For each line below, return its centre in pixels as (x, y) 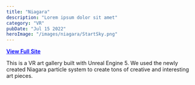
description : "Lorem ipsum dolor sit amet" (62, 17)
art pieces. (20, 76)
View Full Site (24, 51)
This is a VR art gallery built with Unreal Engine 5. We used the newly (92, 63)
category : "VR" (25, 23)
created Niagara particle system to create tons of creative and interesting (98, 69)
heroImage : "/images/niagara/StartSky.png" (62, 34)
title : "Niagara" (28, 12)
